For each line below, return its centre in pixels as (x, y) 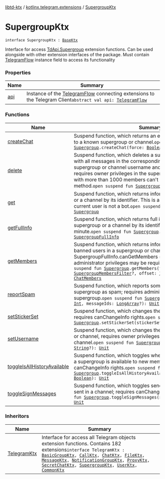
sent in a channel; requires (104, 392)
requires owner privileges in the (110, 173)
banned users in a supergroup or (111, 250)
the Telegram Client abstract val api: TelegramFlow (87, 100)
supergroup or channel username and (117, 167)
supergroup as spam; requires (108, 292)
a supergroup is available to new (111, 361)
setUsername (23, 338)
